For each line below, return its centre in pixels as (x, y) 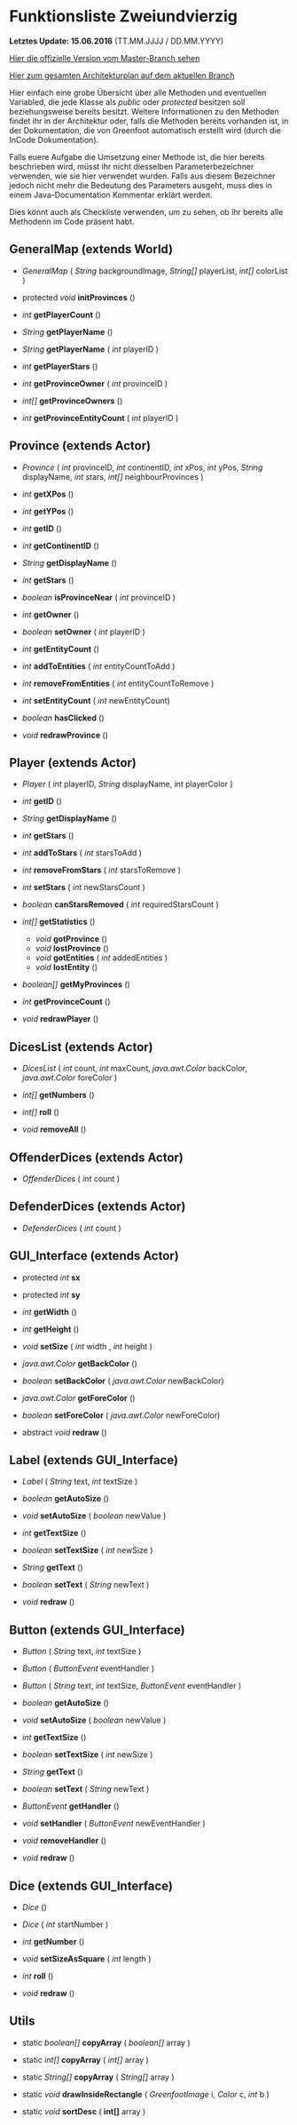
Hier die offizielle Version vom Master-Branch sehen (105, 58)
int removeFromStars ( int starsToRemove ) (102, 870)
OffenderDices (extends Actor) (97, 1157)
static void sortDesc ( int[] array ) (84, 2111)
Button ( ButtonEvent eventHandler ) (88, 1668)
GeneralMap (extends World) (91, 249)
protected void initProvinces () (78, 297)
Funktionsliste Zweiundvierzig (123, 16)
